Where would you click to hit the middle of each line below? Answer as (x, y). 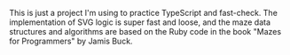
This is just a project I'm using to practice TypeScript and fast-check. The (143, 13)
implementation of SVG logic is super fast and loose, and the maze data (140, 22)
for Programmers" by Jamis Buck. (71, 41)
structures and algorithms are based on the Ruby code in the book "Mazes (145, 31)
